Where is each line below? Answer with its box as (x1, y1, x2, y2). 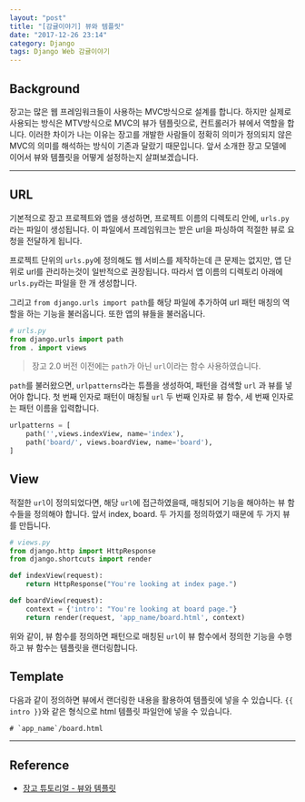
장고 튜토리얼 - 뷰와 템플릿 (22, 783, 116, 794)
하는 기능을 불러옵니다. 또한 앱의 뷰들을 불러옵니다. (25, 308, 206, 319)
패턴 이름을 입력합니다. (18, 402, 100, 414)
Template (9, 669, 64, 685)
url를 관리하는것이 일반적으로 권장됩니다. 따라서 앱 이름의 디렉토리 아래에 (25, 266, 283, 277)
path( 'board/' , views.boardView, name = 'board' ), (25, 438, 213, 447)
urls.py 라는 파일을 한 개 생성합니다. (9, 277, 138, 288)
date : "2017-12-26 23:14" (9, 30, 107, 39)
